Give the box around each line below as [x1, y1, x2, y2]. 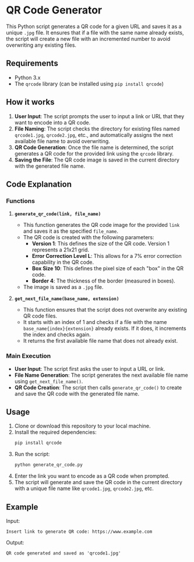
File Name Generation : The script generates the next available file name [14, 371, 188, 378]
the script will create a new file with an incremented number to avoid [6, 35, 171, 42]
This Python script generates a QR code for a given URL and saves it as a [6, 23, 182, 30]
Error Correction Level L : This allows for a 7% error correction [31, 253, 182, 260]
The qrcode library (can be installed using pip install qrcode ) [14, 80, 164, 87]
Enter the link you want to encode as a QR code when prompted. [14, 473, 170, 480]
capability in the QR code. [31, 258, 94, 266]
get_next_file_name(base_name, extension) [14, 296, 119, 302]
